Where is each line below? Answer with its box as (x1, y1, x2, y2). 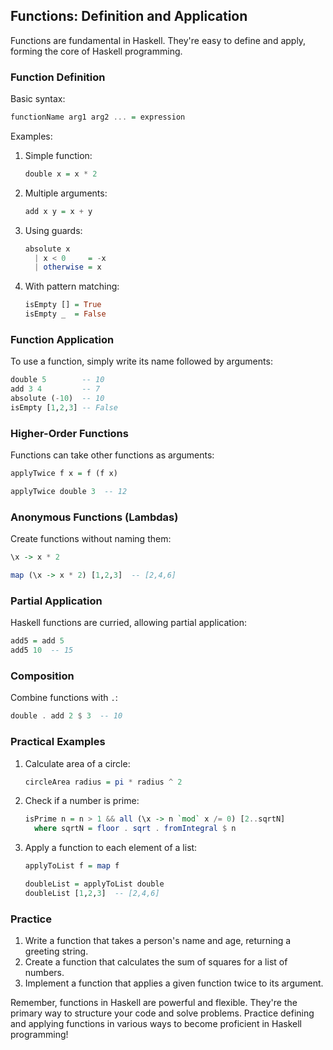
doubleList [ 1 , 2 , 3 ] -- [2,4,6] (24, 888, 160, 898)
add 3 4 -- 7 (10, 384, 101, 394)
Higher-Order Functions (10, 426, 129, 440)
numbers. (24, 967, 65, 979)
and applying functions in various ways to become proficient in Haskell (10, 1018, 302, 1030)
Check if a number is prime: (24, 795, 140, 807)
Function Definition (10, 70, 106, 84)
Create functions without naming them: (10, 533, 172, 545)
